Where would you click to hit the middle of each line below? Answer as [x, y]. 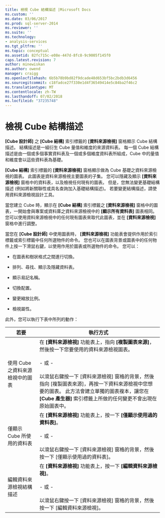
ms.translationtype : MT [29, 87]
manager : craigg [22, 74]
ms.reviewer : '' [22, 28]
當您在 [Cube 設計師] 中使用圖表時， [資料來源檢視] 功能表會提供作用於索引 [82, 234]
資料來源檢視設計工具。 [33, 195]
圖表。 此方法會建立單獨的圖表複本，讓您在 [99, 391]
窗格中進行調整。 [22, 223]
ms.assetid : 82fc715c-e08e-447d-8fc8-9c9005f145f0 [58, 55]
